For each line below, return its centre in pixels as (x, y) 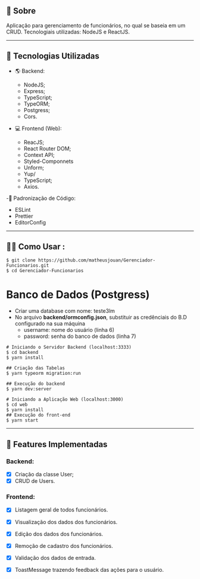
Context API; (39, 155)
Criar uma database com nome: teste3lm (65, 311)
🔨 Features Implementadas (57, 444)
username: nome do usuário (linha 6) (69, 330)
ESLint (23, 210)
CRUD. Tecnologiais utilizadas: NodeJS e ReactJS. (68, 32)
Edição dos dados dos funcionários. (59, 534)
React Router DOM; (47, 148)
